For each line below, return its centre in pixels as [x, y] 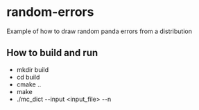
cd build [28, 77]
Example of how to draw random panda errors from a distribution [99, 31]
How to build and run [52, 53]
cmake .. [29, 84]
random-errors [50, 12]
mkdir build [33, 69]
